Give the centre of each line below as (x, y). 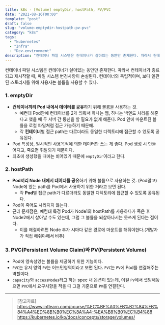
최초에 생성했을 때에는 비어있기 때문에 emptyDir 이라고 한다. (69, 156)
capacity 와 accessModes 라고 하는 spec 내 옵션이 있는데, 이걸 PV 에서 (77, 280)
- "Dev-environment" (30, 51)
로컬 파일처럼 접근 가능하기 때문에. (62, 125)
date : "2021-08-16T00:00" (31, 14)
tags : (11, 37)
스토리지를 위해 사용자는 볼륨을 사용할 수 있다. (54, 82)
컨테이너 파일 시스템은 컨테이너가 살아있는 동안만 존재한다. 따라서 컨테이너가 (78, 70)
